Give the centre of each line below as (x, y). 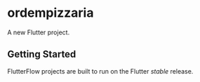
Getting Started (42, 54)
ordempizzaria (51, 13)
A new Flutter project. (39, 32)
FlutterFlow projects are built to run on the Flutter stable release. (100, 71)
